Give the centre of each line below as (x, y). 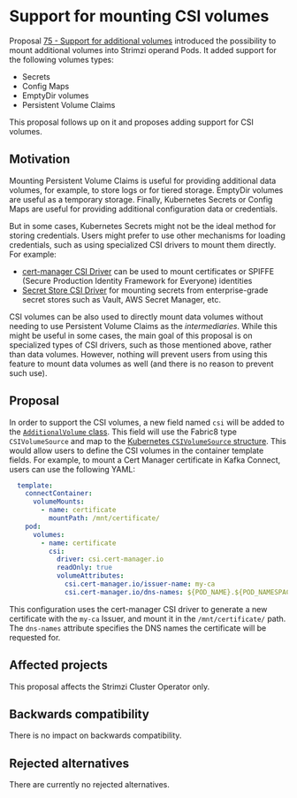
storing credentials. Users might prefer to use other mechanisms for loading (147, 235)
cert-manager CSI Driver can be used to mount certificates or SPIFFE (148, 271)
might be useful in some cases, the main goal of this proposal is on (131, 335)
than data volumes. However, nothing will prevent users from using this (138, 354)
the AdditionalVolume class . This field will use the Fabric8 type (123, 432)
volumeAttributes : (90, 576)
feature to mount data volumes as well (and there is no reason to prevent (141, 364)
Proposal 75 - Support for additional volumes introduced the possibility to (143, 41)
